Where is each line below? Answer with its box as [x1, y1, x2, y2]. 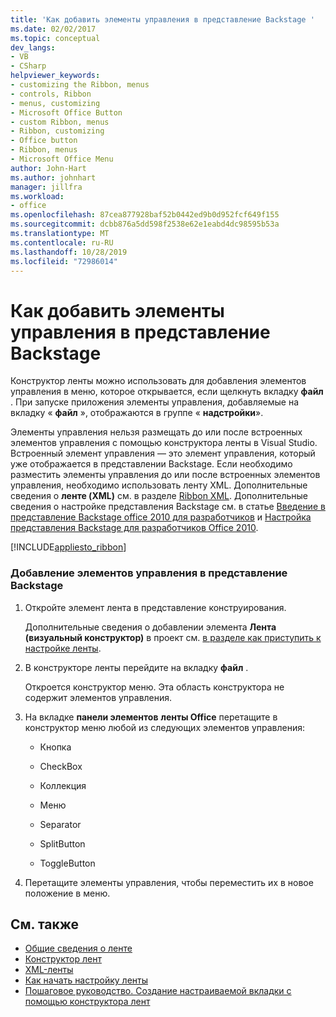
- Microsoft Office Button [10, 107, 123, 118]
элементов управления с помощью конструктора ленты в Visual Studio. [10, 437, 318, 449]
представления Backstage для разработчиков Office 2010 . [10, 522, 259, 534]
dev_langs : [10, 42, 56, 53]
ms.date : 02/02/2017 [10, 24, 97, 34]
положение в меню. [24, 887, 111, 899]
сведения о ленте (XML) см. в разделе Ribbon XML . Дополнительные [10, 490, 309, 502]
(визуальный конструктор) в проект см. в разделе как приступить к [24, 631, 322, 643]
